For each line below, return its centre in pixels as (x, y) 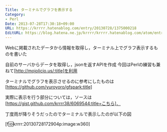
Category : (15, 14)
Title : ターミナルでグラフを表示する (39, 10)
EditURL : (14, 33)
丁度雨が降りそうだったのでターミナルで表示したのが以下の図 (68, 114)
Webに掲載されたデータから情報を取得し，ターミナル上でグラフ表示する (80, 48)
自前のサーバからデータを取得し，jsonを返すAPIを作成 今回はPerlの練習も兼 (83, 65)
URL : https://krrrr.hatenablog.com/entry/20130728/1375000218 (71, 28)
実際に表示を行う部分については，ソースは (48, 97)
